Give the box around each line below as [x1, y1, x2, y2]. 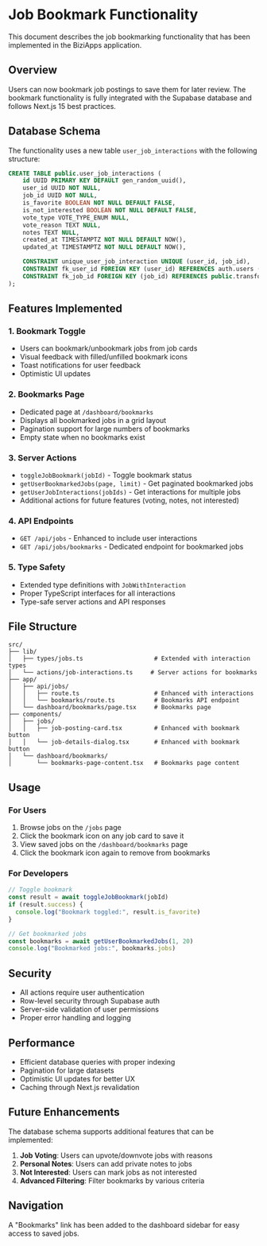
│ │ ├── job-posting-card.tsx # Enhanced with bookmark [8, 724, 240, 732]
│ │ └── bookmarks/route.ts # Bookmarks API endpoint [8, 697, 240, 705]
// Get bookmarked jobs [8, 930, 87, 937]
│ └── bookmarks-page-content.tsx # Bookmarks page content [8, 759, 240, 767]
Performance [8, 1036, 75, 1050]
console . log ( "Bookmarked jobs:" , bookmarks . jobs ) [8, 945, 176, 953]
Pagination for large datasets [19, 1066, 114, 1075]
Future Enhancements [8, 1105, 121, 1119]
